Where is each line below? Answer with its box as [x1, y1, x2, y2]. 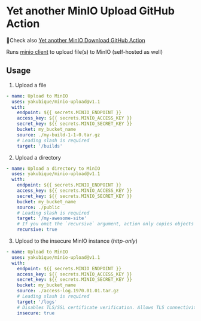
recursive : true [17, 227, 58, 233]
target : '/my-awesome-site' [17, 215, 87, 222]
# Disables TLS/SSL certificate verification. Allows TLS [17, 304, 165, 310]
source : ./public [17, 204, 60, 210]
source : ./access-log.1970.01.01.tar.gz [17, 288, 119, 294]
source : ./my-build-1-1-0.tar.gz [17, 132, 100, 138]
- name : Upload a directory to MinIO [6, 166, 100, 172]
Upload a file [14, 81, 47, 88]
